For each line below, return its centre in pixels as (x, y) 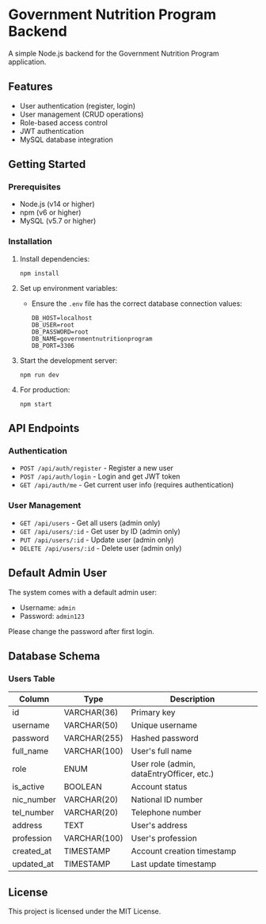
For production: (45, 389)
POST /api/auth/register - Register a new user (97, 468)
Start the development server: (68, 360)
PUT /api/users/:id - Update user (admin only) (97, 540)
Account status (159, 787)
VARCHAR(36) (91, 712)
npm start (36, 404)
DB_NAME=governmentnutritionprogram (92, 338)
